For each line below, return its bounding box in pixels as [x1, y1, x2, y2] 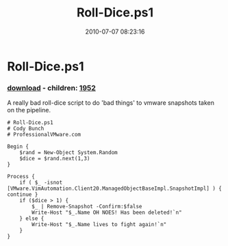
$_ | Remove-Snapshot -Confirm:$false [31, 204, 142, 210]
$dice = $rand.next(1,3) [19, 156, 90, 162]
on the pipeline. [7, 106, 51, 114]
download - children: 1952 [7, 83, 96, 93]
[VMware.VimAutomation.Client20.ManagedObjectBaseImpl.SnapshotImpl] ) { [7, 185, 223, 193]
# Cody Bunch [7, 125, 45, 132]
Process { [7, 173, 36, 180]
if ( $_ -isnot [19, 180, 63, 186]
